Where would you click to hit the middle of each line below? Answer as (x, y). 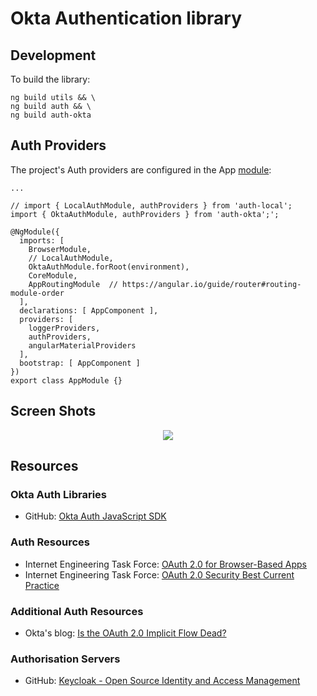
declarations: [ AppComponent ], (89, 310)
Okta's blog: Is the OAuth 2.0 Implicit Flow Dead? (125, 633)
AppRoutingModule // (73, 284)
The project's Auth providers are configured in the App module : (141, 169)
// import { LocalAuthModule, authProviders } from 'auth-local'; (151, 205)
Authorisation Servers (65, 659)
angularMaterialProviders (82, 345)
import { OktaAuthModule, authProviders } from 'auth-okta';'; (145, 214)
